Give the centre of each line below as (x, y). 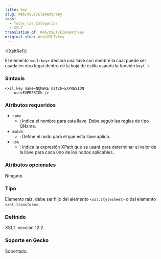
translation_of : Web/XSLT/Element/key (45, 32)
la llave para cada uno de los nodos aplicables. (67, 152)
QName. (28, 126)
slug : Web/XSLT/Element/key (34, 14)
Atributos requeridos (31, 105)
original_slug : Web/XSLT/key (35, 37)
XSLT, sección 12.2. (25, 228)
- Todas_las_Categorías (34, 23)
